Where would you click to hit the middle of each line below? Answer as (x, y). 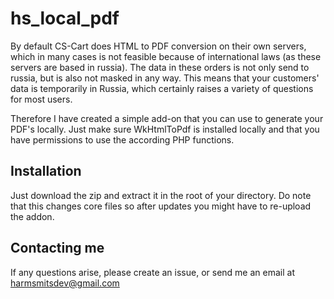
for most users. (41, 99)
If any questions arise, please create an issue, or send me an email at (152, 272)
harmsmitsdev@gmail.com (65, 283)
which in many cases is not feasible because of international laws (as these (166, 56)
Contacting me (57, 248)
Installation (46, 171)
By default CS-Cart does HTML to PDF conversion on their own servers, (158, 46)
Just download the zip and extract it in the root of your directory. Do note (161, 195)
